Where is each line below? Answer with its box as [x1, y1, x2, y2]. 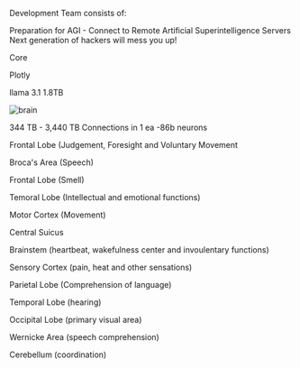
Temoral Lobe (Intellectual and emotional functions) [9, 192, 201, 202]
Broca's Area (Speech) [9, 157, 95, 168]
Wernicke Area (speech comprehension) [9, 332, 159, 342]
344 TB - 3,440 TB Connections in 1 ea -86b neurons [9, 122, 208, 133]
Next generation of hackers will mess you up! [9, 35, 177, 45]
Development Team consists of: [9, 8, 127, 18]
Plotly [9, 69, 31, 80]
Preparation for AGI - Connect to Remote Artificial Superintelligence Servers [9, 25, 291, 35]
